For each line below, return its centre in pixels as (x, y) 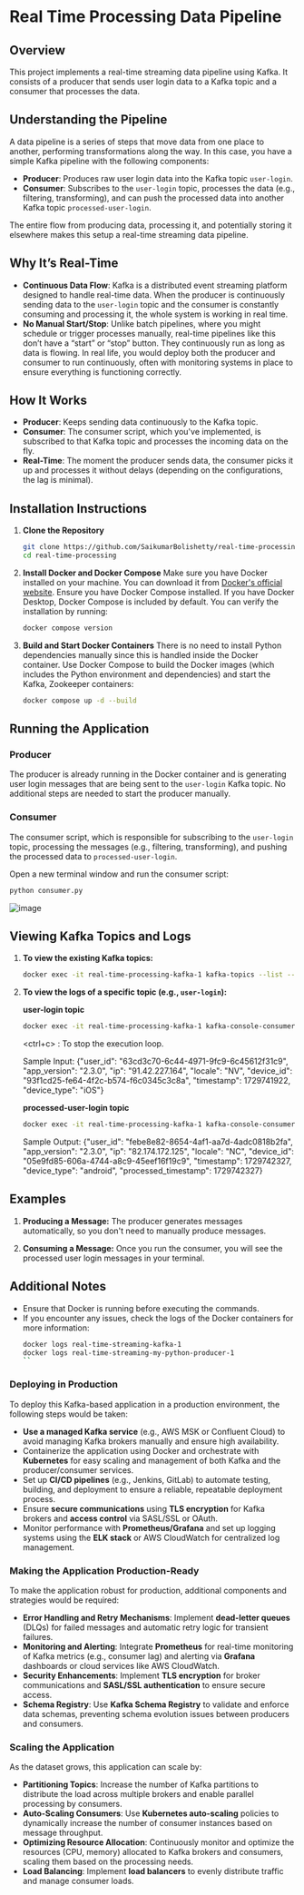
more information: (56, 1328)
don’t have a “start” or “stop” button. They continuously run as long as (154, 343)
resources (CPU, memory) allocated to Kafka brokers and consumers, (153, 1852)
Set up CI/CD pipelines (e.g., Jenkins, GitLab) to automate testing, (146, 1479)
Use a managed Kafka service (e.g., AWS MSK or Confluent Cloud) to (154, 1431)
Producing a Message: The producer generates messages (132, 1221)
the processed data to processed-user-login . (93, 856)
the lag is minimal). (58, 480)
